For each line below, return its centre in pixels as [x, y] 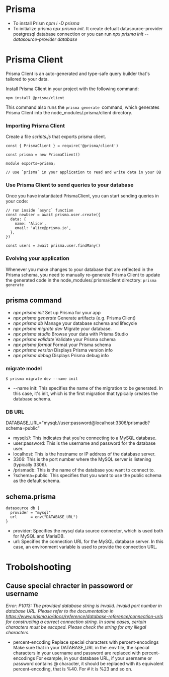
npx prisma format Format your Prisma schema [62, 345]
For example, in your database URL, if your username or [94, 658]
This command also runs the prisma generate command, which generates [83, 107]
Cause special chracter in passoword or [69, 586]
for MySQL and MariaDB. [39, 536]
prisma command [34, 300]
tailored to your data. [27, 79]
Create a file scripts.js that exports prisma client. [56, 137]
